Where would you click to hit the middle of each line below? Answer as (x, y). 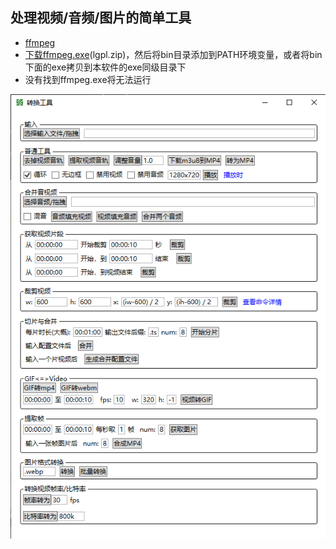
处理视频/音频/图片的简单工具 (101, 18)
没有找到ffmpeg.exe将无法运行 (88, 79)
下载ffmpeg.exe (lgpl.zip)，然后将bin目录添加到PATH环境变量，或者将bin (173, 54)
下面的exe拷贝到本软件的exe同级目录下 (105, 67)
